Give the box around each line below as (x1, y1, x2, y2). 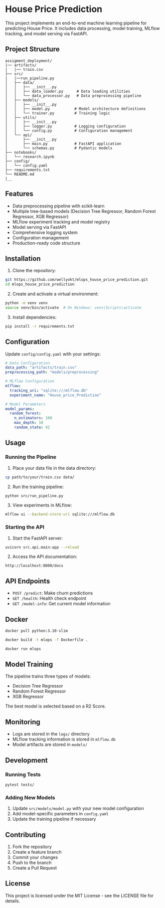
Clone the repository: (12, 268, 56, 274)
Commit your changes (12, 854, 58, 860)
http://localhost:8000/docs (5, 563, 64, 568)
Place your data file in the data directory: (12, 465, 96, 471)
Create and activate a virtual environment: (12, 291, 99, 297)
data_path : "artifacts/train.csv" (5, 365, 77, 370)
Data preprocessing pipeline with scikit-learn (12, 203, 105, 209)
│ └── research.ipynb (5, 154, 55, 159)
